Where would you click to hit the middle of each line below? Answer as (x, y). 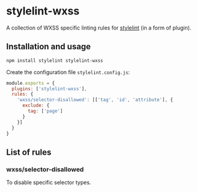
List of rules (29, 152)
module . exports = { (31, 83)
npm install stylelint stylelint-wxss (55, 60)
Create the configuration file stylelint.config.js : (68, 72)
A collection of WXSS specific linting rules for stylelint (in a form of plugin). (99, 28)
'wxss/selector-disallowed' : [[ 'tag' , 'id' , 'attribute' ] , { (95, 100)
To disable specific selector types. (49, 182)
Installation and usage (49, 47)
